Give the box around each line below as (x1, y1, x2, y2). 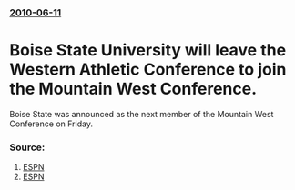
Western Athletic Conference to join (9, 59, 287, 80)
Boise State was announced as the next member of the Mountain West (9, 108, 274, 119)
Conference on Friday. (9, 118, 94, 129)
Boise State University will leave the (9, 40, 287, 61)
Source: (9, 141, 46, 154)
